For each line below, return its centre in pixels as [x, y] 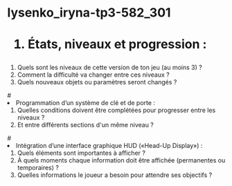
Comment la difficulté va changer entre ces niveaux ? [93, 75]
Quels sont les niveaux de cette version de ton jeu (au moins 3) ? [109, 68]
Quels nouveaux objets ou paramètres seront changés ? [97, 82]
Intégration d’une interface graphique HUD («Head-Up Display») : [109, 146]
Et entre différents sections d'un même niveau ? [86, 125]
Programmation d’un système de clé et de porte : [86, 103]
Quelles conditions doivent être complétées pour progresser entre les [116, 110]
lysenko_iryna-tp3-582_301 [89, 13]
